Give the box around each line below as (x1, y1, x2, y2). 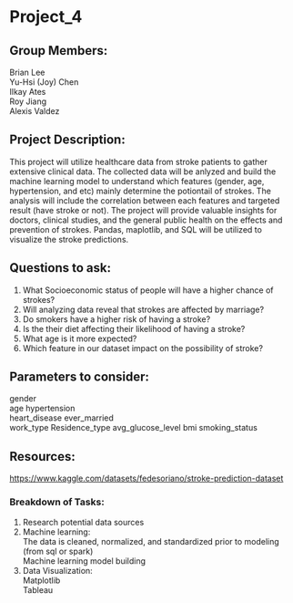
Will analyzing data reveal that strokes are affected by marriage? (22, 304, 265, 315)
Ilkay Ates (9, 87, 46, 97)
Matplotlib (22, 575, 61, 586)
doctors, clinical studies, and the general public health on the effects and (9, 214, 283, 225)
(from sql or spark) (22, 546, 94, 556)
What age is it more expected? (22, 333, 137, 344)
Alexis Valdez (9, 106, 60, 116)
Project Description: (9, 132, 126, 148)
